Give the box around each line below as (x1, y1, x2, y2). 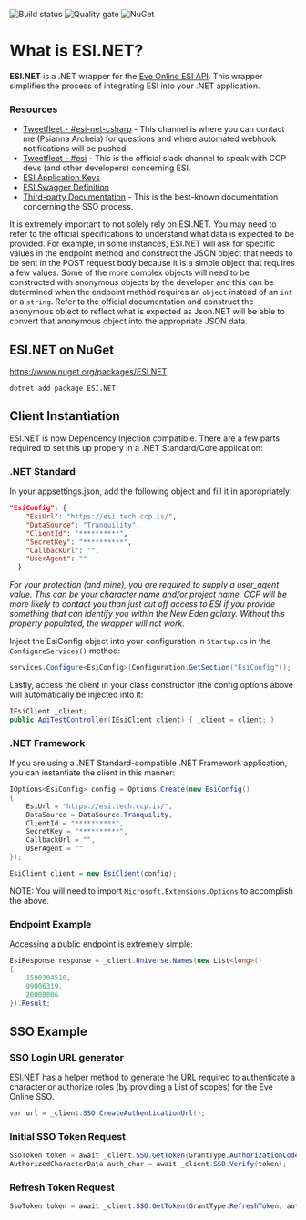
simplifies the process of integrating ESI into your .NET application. (9, 80, 260, 91)
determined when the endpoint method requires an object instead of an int (9, 287, 293, 298)
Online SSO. (9, 1092, 55, 1102)
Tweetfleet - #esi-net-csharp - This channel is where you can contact (22, 124, 285, 135)
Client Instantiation (9, 408, 120, 424)
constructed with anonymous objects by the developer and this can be (9, 277, 275, 288)
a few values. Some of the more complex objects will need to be (9, 267, 250, 278)
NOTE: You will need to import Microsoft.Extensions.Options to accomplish (9, 885, 294, 897)
